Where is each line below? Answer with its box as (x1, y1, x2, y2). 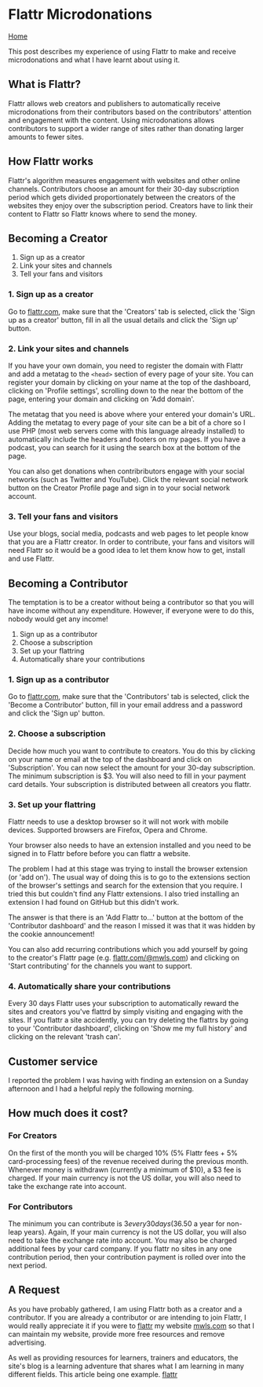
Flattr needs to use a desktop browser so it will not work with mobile (8, 817, 229, 826)
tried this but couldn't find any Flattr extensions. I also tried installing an (8, 889, 239, 898)
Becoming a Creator (8, 232, 108, 245)
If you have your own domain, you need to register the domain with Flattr (8, 360, 243, 370)
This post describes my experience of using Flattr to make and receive (8, 46, 237, 56)
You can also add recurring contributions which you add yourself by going (8, 944, 248, 953)
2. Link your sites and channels (8, 343, 130, 354)
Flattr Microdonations (8, 5, 153, 24)
